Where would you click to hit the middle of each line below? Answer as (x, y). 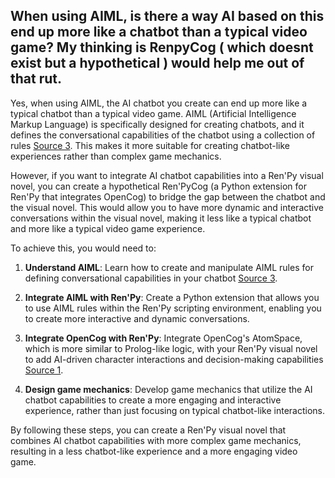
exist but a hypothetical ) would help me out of (157, 63)
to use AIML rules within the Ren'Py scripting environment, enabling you (173, 308)
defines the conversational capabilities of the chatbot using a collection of (163, 135)
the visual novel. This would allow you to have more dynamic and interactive (167, 207)
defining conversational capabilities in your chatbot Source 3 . (151, 278)
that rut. (36, 79)
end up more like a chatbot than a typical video (159, 32)
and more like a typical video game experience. (108, 228)
